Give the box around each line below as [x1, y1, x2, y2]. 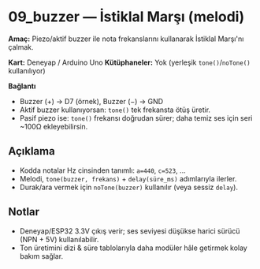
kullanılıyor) [8, 65, 46, 75]
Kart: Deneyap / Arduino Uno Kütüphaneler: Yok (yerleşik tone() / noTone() [8, 58, 251, 67]
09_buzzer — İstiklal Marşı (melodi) [8, 8, 245, 26]
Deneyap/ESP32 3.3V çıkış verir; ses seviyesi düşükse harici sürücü [19, 226, 240, 236]
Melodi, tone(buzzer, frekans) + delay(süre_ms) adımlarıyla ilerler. [19, 174, 237, 183]
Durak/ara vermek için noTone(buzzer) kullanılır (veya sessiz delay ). [19, 182, 239, 192]
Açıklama [8, 144, 55, 158]
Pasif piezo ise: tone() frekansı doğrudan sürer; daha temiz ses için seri [19, 113, 253, 122]
